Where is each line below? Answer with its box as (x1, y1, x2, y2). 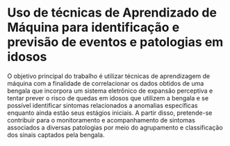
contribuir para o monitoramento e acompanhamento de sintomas (7, 116, 196, 124)
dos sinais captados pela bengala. (7, 130, 105, 139)
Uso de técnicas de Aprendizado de (7, 5, 217, 21)
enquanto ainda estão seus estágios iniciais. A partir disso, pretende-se (7, 109, 213, 117)
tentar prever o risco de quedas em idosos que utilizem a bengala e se (7, 93, 209, 102)
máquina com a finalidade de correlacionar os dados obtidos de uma (7, 79, 204, 87)
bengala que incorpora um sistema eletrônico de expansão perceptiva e (7, 86, 213, 95)
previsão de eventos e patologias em (7, 35, 224, 50)
